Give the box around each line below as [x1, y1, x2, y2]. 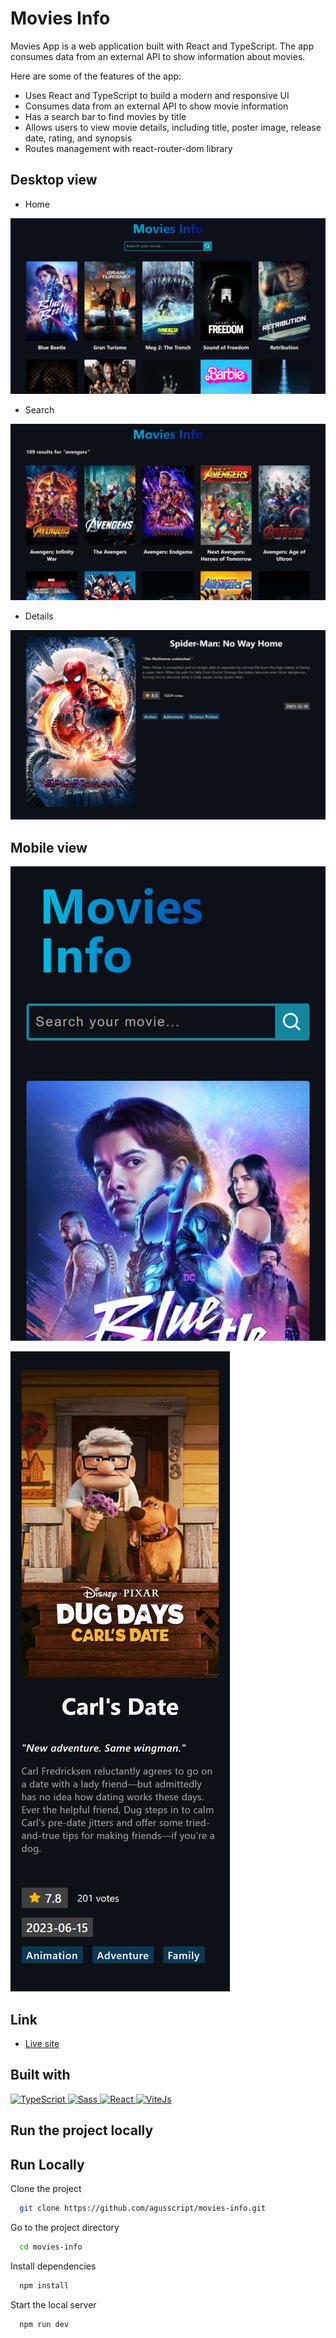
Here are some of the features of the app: [10, 70, 182, 82]
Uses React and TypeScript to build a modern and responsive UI [24, 89, 290, 101]
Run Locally [10, 2156, 85, 2173]
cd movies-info [19, 2242, 83, 2252]
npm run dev [19, 2319, 70, 2329]
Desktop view [10, 172, 98, 189]
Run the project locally [10, 2122, 154, 2139]
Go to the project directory [10, 2221, 120, 2233]
